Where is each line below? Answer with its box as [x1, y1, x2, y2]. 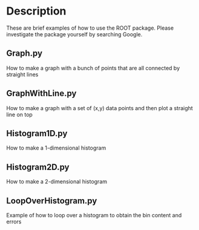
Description [6, 4, 67, 18]
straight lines [6, 71, 39, 78]
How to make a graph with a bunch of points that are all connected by [6, 64, 180, 71]
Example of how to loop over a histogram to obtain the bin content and [6, 212, 182, 218]
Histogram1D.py [6, 128, 68, 139]
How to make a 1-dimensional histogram [6, 144, 106, 152]
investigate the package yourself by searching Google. [6, 30, 143, 38]
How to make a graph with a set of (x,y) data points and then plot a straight [6, 104, 194, 111]
